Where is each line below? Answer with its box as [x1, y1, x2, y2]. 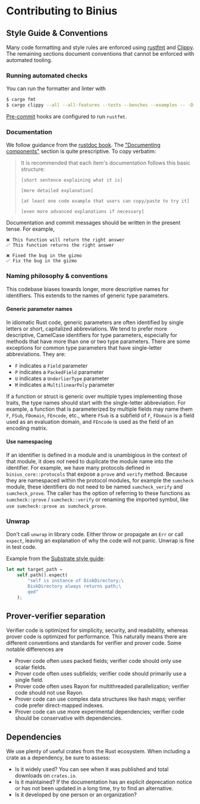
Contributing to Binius [6, 4, 118, 18]
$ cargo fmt [6, 97, 36, 103]
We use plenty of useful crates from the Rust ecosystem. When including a [6, 748, 190, 755]
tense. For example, [6, 225, 55, 233]
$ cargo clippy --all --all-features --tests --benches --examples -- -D [6, 102, 194, 108]
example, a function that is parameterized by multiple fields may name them [6, 405, 193, 412]
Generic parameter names [6, 305, 73, 313]
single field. [14, 677, 44, 684]
